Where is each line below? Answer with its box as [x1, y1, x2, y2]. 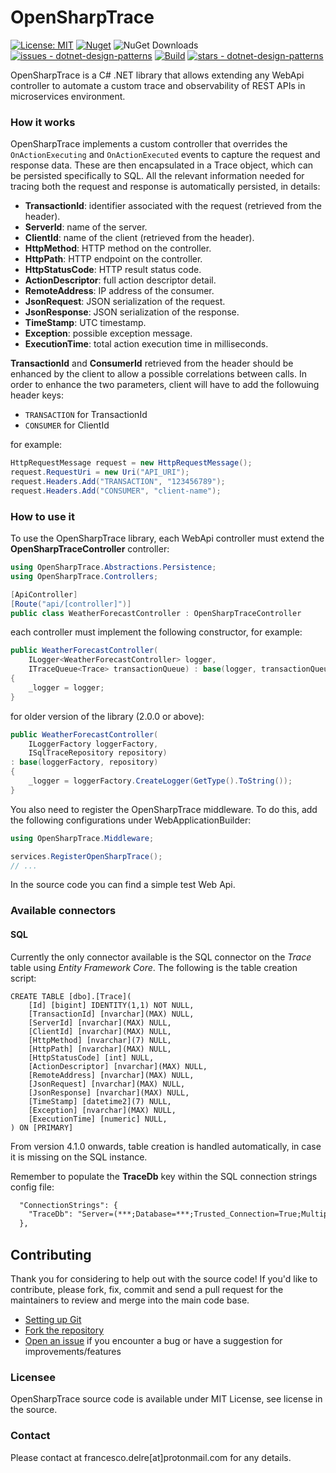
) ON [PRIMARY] [10, 1122, 74, 1133]
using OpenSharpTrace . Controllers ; [10, 571, 159, 581]
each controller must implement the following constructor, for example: [10, 626, 303, 638]
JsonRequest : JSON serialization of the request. [24, 296, 226, 308]
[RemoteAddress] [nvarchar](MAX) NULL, [28, 1070, 195, 1080]
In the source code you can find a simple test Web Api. [10, 879, 236, 891]
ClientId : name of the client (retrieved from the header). [24, 232, 255, 244]
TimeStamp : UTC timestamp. [24, 317, 147, 329]
